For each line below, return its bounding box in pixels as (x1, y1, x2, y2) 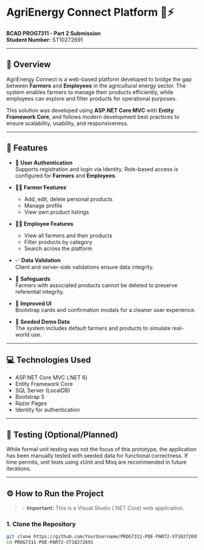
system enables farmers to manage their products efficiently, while (6, 88, 174, 95)
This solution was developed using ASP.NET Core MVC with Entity (6, 106, 174, 114)
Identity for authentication (15, 406, 80, 413)
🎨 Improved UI (15, 299, 52, 307)
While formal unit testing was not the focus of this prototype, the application (6, 446, 197, 453)
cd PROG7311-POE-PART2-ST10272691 (6, 539, 94, 546)
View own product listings (24, 208, 89, 216)
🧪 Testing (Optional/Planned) (6, 429, 118, 440)
